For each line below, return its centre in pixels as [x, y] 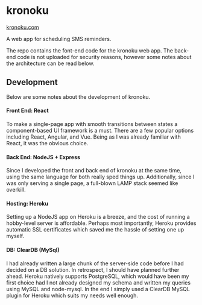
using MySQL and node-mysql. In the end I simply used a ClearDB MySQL [98, 289]
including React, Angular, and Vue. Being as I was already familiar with [93, 137]
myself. [15, 236]
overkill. [16, 190]
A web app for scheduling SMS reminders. [59, 39]
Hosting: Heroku [27, 203]
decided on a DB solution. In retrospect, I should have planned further [93, 269]
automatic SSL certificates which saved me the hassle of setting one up [95, 230]
